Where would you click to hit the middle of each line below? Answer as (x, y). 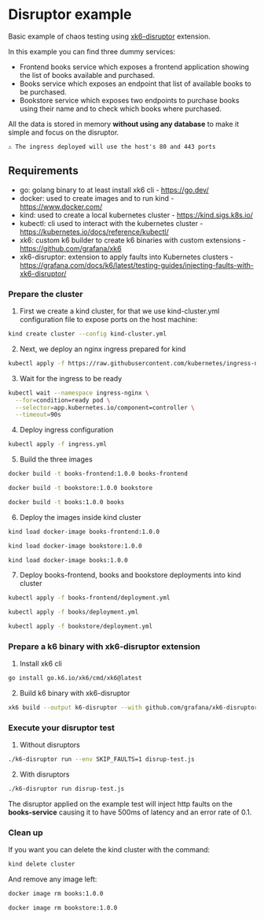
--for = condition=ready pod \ (63, 400)
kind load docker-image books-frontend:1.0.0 (84, 532)
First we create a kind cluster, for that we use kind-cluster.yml (119, 311)
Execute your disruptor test (62, 728)
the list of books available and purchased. (87, 75)
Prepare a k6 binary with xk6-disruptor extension (104, 646)
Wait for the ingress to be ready (71, 378)
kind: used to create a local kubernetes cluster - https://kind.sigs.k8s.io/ (136, 215)
